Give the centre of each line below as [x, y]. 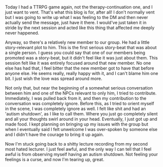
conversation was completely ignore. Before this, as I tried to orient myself [80, 103]
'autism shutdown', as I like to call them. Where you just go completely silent [81, 114]
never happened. [22, 33]
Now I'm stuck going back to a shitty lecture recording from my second [76, 144]
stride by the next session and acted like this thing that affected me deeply [80, 28]
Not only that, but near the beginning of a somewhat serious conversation [79, 88]
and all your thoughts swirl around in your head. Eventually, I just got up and [81, 119]
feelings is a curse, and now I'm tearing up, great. [55, 159]
